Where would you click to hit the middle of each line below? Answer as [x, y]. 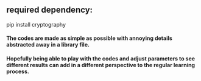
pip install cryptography [36, 24]
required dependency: [50, 10]
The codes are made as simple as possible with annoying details [89, 38]
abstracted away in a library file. [48, 45]
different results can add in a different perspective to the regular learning [101, 65]
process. [18, 71]
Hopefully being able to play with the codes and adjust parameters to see [101, 59]
